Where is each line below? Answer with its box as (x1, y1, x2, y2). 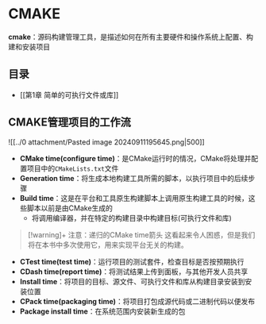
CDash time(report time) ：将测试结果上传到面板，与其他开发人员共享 (19, 267, 249, 276)
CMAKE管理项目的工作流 (8, 116, 131, 129)
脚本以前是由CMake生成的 (26, 203, 114, 213)
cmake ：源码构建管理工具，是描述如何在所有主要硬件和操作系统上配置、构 (8, 32, 254, 41)
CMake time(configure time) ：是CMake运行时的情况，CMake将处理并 (19, 153, 252, 163)
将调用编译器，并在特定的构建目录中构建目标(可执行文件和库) (31, 213, 232, 222)
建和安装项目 (8, 41, 50, 52)
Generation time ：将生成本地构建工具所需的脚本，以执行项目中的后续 (19, 173, 249, 183)
